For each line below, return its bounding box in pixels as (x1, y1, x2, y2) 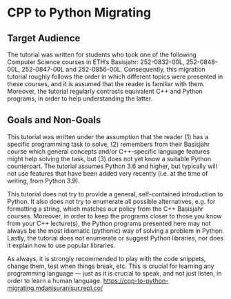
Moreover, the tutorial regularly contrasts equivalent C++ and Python (7, 87, 203, 95)
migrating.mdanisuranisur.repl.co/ (7, 284, 103, 292)
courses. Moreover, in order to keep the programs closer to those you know (7, 212, 222, 220)
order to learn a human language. (7, 276, 102, 285)
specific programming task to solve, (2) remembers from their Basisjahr (7, 140, 210, 148)
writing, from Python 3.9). (7, 176, 81, 185)
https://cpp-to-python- (103, 276, 169, 285)
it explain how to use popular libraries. (7, 241, 116, 249)
